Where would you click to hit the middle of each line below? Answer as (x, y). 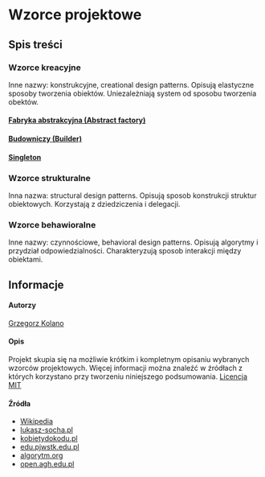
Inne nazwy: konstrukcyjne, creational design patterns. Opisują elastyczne (131, 84)
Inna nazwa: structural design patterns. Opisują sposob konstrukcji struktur (132, 195)
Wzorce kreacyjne (45, 68)
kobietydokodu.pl (49, 438)
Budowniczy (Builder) (45, 139)
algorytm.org (41, 455)
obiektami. (26, 260)
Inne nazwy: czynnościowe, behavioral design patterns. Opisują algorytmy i (133, 242)
